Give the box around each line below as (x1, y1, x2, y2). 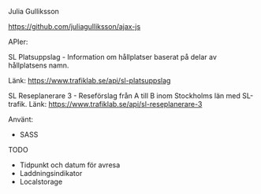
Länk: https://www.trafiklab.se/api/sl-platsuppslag (8, 76, 171, 85)
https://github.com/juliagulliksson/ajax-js (8, 22, 141, 31)
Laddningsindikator (19, 169, 83, 178)
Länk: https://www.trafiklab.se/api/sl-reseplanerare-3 (28, 100, 203, 108)
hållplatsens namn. (8, 60, 69, 70)
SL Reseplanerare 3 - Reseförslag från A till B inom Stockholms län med (8, 91, 240, 101)
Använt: (8, 115, 34, 124)
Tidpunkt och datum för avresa (19, 160, 121, 170)
